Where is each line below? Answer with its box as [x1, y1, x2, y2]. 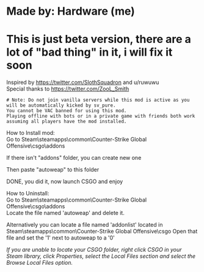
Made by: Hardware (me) [6, 4, 136, 18]
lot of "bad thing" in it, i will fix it [6, 45, 173, 59]
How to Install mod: [6, 129, 55, 137]
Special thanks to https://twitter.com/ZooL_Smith [6, 85, 129, 93]
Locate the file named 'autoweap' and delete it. [6, 210, 125, 217]
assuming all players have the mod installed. [6, 118, 127, 125]
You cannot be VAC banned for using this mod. [6, 108, 127, 114]
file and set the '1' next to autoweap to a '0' [6, 234, 115, 241]
